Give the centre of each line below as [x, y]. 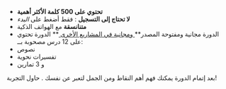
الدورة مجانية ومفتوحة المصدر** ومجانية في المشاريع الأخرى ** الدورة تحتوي [118, 34]
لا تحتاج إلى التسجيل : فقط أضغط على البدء [73, 19]
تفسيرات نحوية [36, 57]
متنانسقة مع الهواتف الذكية [51, 26]
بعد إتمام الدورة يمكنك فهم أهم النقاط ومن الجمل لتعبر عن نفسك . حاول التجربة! [112, 78]
